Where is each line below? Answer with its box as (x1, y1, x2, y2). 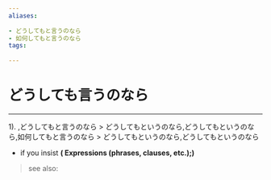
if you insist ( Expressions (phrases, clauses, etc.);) (19, 148, 195, 157)
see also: (27, 163, 59, 173)
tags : (8, 42, 27, 50)
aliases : (8, 11, 38, 20)
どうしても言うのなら (8, 86, 149, 104)
